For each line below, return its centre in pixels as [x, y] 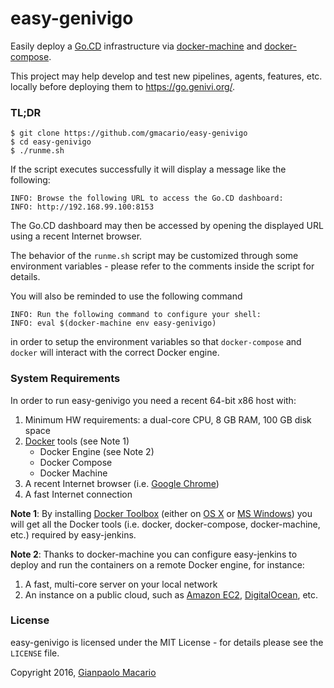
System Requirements [65, 379]
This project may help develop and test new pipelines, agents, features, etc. [166, 76]
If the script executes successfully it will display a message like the [148, 169]
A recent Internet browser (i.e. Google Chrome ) [122, 483]
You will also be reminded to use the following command [126, 296]
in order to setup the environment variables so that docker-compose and [156, 342]
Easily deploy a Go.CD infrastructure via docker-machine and [136, 46]
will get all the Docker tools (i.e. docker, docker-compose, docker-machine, [165, 524]
